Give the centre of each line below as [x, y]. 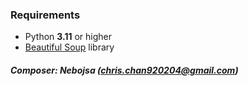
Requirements [45, 15]
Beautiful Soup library [69, 47]
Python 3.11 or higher [68, 37]
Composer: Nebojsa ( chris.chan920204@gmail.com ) [124, 70]
